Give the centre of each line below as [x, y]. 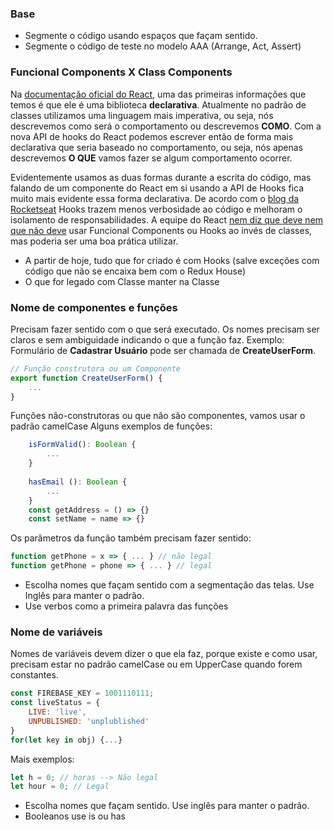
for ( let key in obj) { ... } [66, 740]
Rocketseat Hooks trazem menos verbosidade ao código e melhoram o [156, 209]
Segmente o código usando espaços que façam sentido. [141, 36]
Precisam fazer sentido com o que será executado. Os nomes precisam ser [165, 329]
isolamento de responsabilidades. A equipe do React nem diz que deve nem [167, 219]
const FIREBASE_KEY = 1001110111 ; [82, 693]
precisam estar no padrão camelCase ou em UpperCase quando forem [156, 664]
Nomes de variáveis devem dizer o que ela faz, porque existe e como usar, [164, 654]
